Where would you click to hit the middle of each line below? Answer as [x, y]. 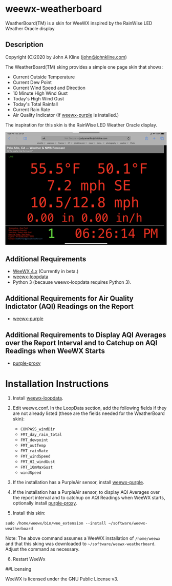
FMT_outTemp [33, 446]
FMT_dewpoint [34, 440]
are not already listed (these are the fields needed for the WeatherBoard [89, 413]
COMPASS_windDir [38, 429]
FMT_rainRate [34, 451]
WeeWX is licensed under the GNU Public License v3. [62, 579]
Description [24, 45]
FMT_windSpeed [35, 456]
